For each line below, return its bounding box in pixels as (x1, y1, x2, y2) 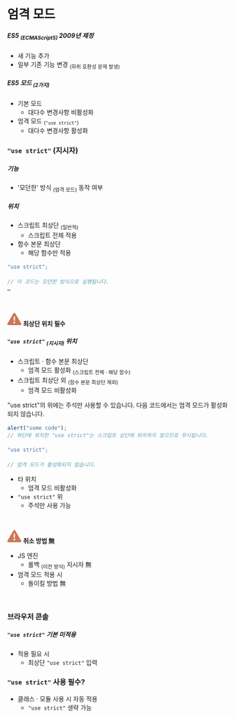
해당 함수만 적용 (27, 248, 71, 256)
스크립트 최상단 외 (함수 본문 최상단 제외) (17, 375, 119, 386)
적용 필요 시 (17, 649, 50, 658)
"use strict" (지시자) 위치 (7, 337, 78, 347)
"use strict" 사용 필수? (7, 677, 85, 687)
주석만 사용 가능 (27, 501, 71, 509)
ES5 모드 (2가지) (7, 78, 50, 89)
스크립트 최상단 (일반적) (17, 221, 79, 231)
